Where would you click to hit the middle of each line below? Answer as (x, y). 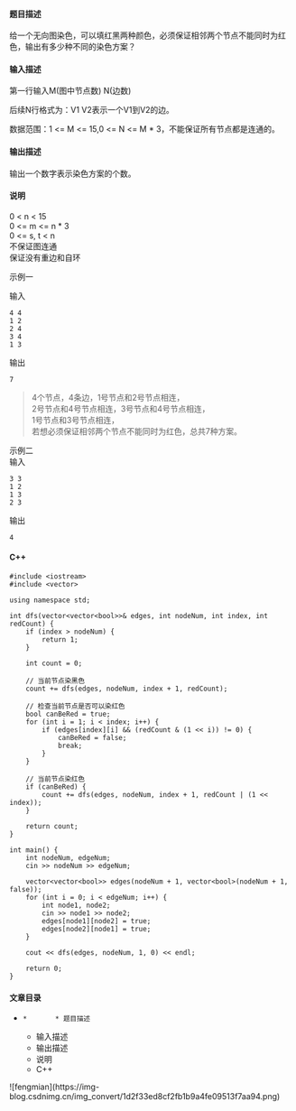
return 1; (60, 640)
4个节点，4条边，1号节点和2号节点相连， (108, 397)
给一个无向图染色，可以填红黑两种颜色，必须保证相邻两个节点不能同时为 (143, 35)
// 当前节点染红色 (55, 779)
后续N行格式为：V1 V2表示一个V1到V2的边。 (92, 110)
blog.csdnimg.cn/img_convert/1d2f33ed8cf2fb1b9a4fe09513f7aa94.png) (145, 1097)
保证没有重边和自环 (45, 257)
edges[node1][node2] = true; (97, 921)
